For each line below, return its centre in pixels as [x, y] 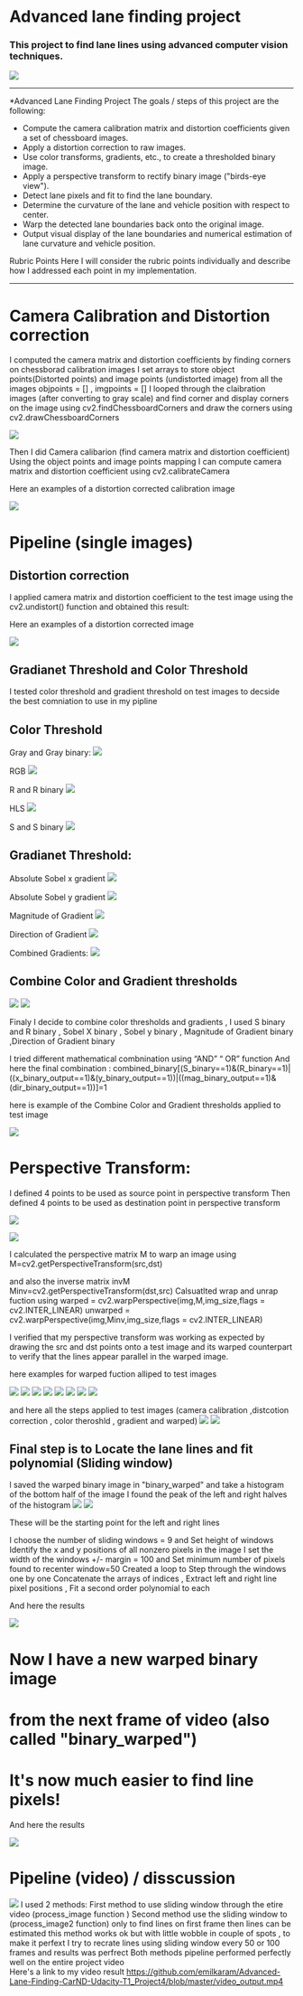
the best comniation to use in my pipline [83, 701]
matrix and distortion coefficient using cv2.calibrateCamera [119, 471]
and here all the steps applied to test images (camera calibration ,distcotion [149, 1410]
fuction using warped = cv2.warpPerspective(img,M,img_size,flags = [138, 1300]
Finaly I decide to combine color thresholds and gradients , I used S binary [147, 1022]
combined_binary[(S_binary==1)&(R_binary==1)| [202, 1068]
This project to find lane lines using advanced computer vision [149, 45]
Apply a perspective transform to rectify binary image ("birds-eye [144, 176]
